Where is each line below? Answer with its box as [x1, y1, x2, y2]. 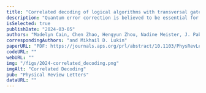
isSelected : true [6, 20, 51, 26]
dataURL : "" [6, 77, 37, 83]
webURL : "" [6, 54, 34, 61]
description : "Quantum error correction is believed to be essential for [6, 15, 199, 21]
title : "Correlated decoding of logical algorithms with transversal [6, 9, 188, 15]
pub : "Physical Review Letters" [6, 72, 89, 78]
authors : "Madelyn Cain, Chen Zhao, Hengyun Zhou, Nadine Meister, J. [6, 32, 191, 38]
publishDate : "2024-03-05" [6, 26, 75, 32]
